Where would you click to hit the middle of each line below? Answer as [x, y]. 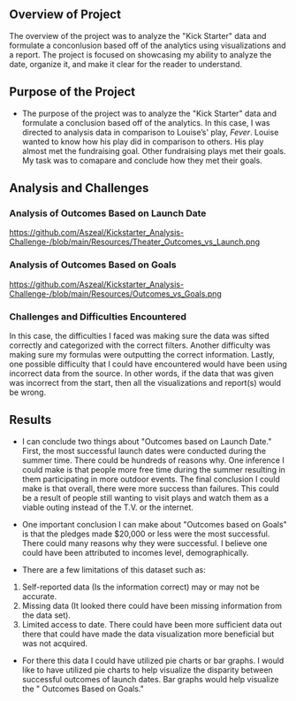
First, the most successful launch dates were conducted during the [144, 451]
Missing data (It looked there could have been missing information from [152, 605]
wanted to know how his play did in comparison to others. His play [143, 142]
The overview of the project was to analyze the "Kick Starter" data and [138, 35]
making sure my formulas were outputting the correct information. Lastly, [142, 354]
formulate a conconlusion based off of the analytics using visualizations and [148, 45]
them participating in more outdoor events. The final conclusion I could [151, 479]
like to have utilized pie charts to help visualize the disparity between [148, 670]
